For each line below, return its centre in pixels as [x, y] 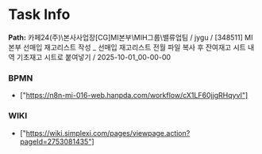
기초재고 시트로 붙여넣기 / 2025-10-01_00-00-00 [94, 57]
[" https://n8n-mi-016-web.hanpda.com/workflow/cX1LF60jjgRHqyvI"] [134, 96]
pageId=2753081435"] [57, 141]
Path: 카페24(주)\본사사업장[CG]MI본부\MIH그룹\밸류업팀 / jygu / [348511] [126, 37]
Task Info [39, 15]
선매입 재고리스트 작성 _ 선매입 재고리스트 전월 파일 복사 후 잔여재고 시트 [134, 47]
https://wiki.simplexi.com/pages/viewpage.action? [108, 133]
